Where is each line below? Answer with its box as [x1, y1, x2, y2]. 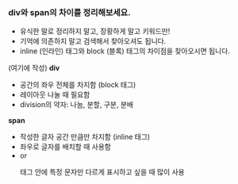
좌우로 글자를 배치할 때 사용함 [19, 142, 111, 151]
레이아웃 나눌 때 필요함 [19, 90, 90, 100]
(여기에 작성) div [8, 63, 60, 73]
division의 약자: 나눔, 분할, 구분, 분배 [19, 100, 133, 109]
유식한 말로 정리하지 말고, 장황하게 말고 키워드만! [19, 26, 171, 36]
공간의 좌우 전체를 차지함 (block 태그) [19, 80, 136, 90]
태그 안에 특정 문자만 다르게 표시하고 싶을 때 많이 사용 [19, 167, 185, 177]
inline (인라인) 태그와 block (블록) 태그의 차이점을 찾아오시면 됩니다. [19, 46, 230, 56]
